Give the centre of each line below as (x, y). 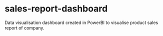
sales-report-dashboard (56, 9)
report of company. (24, 27)
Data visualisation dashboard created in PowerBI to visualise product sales (81, 22)
